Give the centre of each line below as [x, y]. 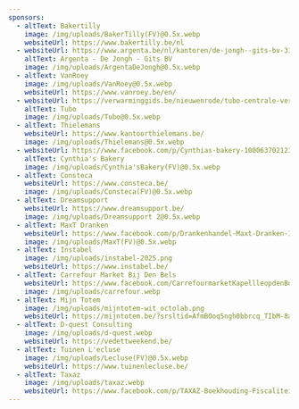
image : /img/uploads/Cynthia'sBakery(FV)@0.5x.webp [122, 167]
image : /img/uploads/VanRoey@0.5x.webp [99, 84]
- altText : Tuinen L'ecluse [69, 349]
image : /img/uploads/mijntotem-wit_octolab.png [114, 308]
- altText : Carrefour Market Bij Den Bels [96, 275]
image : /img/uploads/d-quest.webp [88, 333]
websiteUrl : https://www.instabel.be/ [96, 267]
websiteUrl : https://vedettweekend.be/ [99, 341]
